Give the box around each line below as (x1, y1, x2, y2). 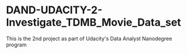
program (6, 41, 27, 48)
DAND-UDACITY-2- (6, 3, 103, 17)
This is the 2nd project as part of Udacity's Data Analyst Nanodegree (6, 35, 172, 42)
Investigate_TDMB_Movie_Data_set (6, 16, 181, 29)
